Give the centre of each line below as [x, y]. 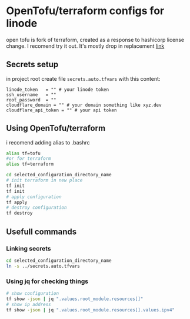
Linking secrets [29, 248]
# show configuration [33, 293]
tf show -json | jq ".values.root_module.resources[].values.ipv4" [91, 310]
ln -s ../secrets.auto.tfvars [43, 266]
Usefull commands [41, 231]
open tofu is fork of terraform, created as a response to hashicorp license [95, 40]
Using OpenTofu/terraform [56, 128]
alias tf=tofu [24, 153]
